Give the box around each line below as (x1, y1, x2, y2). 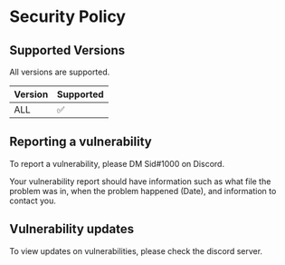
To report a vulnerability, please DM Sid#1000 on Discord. (9, 158, 224, 169)
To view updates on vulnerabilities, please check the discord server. (9, 245, 263, 256)
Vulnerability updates (9, 221, 135, 237)
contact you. (9, 195, 56, 206)
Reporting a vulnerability (9, 134, 152, 150)
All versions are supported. (9, 66, 110, 77)
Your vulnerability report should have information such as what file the (9, 175, 271, 187)
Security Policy (9, 6, 127, 27)
